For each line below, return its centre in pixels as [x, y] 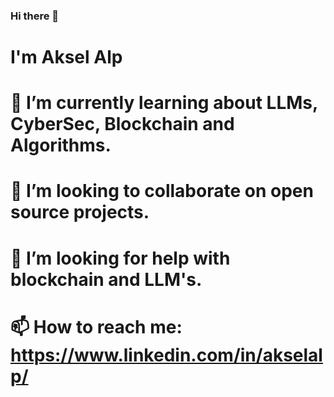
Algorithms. [61, 145]
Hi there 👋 [35, 16]
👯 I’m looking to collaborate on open [162, 191]
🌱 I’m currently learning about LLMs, [164, 103]
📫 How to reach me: [96, 326]
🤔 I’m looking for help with [120, 258]
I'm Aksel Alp [66, 57]
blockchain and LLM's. [106, 279]
